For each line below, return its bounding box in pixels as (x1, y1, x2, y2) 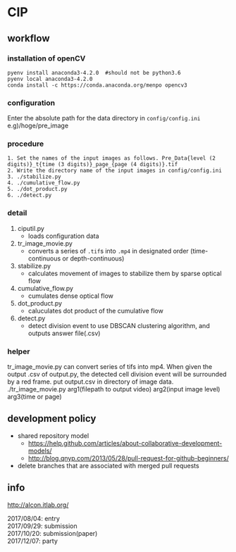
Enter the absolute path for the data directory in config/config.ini (7, 114, 201, 123)
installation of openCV (7, 54, 86, 63)
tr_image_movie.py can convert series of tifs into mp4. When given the (7, 363, 213, 371)
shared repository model (17, 431, 89, 440)
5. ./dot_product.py (7, 186, 68, 193)
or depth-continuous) (62, 254, 125, 263)
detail (7, 208, 27, 218)
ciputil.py (17, 224, 44, 232)
